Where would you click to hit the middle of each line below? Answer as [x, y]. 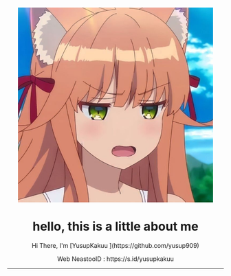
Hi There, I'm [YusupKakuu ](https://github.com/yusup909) [115, 246]
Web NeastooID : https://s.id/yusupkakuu [115, 259]
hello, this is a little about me [115, 227]
